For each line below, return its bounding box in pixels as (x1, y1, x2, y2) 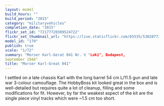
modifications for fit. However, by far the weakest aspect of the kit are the (5, 90, 153, 96)
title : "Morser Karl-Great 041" (5, 61, 71, 66)
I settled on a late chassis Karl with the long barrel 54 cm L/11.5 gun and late (5, 75, 158, 81)
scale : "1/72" (5, 48, 34, 53)
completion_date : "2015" (5, 25, 56, 30)
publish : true (5, 43, 34, 48)
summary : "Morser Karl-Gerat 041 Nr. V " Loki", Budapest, (5, 52, 125, 57)
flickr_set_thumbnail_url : (5, 35, 60, 39)
